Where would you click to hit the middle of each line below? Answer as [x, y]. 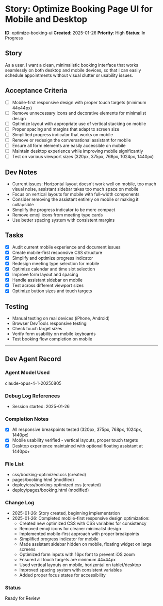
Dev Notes [21, 172]
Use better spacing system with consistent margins [63, 220]
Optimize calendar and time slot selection [54, 269]
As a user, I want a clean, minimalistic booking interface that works [72, 65]
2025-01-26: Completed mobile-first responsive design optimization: [81, 518]
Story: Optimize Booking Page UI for [79, 9]
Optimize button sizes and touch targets [52, 291]
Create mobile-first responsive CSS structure [57, 252]
